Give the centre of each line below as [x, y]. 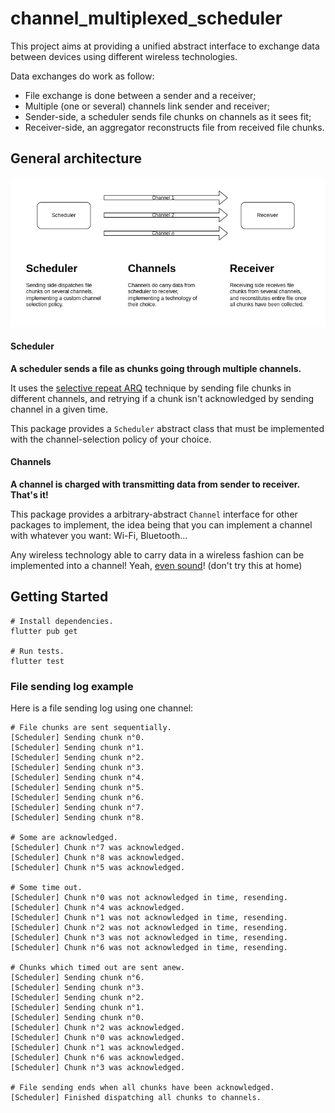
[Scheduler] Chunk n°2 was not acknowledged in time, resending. [149, 928]
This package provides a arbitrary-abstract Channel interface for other [154, 514]
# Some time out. [46, 888]
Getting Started [59, 597]
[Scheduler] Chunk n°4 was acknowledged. [98, 908]
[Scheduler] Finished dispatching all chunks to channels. [136, 1098]
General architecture [76, 158]
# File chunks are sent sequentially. [91, 728]
